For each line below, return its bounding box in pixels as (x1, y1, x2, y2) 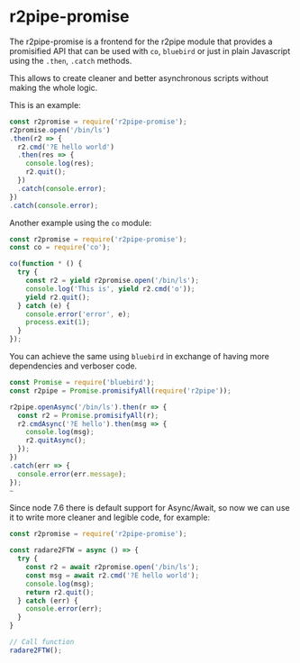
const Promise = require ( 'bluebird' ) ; (9, 378, 155, 387)
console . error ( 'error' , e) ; (25, 309, 131, 319)
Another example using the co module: (9, 217, 152, 228)
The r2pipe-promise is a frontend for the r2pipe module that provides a (9, 36, 273, 47)
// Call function (9, 638, 75, 647)
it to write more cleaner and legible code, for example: (9, 512, 210, 523)
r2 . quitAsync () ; (25, 436, 87, 445)
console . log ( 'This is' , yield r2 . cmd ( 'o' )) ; (25, 284, 195, 294)
